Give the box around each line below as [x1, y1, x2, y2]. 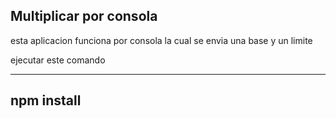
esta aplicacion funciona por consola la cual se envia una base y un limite [10, 34, 313, 46]
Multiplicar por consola [10, 8, 158, 25]
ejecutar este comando [10, 54, 106, 66]
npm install [10, 92, 82, 109]
